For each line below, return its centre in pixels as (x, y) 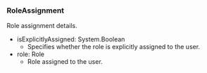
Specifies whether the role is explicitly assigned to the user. (114, 47)
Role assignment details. (42, 26)
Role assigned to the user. (65, 62)
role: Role (31, 54)
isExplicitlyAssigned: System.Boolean (71, 39)
